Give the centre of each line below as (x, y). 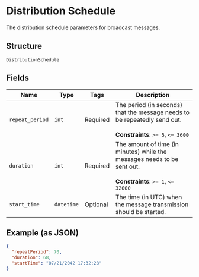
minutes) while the (141, 152)
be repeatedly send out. (148, 119)
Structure (24, 46)
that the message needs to (152, 112)
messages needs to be (147, 159)
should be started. (141, 212)
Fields (18, 78)
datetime (66, 204)
